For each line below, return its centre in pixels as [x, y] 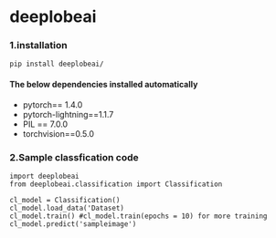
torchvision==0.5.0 [58, 133]
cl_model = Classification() [65, 200]
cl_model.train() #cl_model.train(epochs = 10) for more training [138, 216]
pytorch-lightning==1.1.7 [68, 114]
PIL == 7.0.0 [45, 124]
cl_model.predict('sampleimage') [73, 224]
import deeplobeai [44, 176]
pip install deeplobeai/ [57, 64]
